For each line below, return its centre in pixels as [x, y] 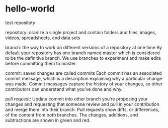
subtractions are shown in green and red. [48, 120]
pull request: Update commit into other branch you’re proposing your [76, 99]
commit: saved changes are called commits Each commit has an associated [83, 73]
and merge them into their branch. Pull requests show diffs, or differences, [82, 109]
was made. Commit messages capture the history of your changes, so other [84, 84]
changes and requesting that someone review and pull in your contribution [82, 104]
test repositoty [20, 23]
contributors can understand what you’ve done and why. [64, 89]
